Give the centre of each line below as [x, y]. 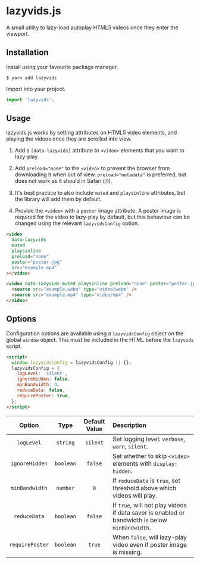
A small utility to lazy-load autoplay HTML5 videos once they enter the [92, 27]
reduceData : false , [41, 390]
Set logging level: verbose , [149, 439]
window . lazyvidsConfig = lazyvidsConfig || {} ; [72, 362]
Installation [27, 53]
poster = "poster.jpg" [37, 262]
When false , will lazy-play [150, 537]
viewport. [18, 33]
